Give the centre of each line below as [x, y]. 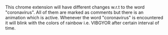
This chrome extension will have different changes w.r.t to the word [75, 7]
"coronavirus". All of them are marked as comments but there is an [74, 12]
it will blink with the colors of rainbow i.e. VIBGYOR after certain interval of [82, 23]
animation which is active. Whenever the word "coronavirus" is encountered [84, 17]
